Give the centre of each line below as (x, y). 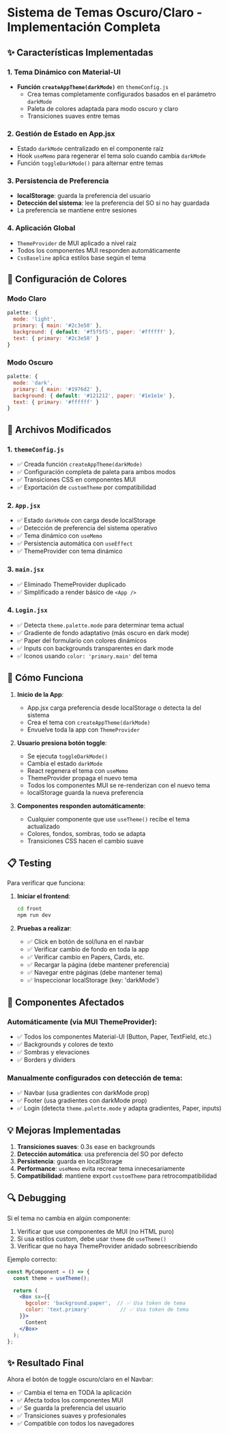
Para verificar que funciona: (46, 883)
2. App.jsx (24, 505)
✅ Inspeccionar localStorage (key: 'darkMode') (93, 980)
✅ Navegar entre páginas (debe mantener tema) (95, 973)
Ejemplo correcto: (32, 1259)
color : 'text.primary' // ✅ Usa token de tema (107, 1310)
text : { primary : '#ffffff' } (56, 402)
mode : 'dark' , (33, 383)
